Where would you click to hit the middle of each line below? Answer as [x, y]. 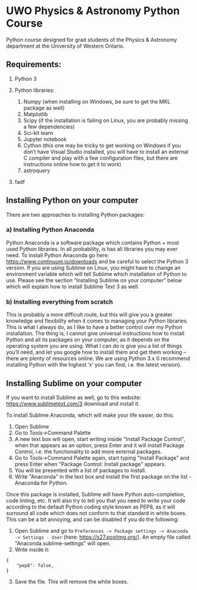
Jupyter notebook [45, 139]
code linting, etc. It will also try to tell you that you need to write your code [96, 500]
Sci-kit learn [38, 133]
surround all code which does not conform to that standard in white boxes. [96, 513]
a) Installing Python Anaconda [50, 230]
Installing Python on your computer [72, 201]
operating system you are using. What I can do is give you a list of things [94, 346]
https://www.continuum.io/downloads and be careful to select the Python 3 [97, 261]
